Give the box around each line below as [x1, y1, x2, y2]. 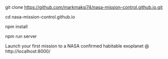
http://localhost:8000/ [5, 48, 51, 54]
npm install [5, 23, 28, 29]
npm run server [5, 33, 37, 39]
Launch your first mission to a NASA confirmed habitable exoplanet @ [5, 43, 149, 49]
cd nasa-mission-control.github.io [5, 14, 75, 19]
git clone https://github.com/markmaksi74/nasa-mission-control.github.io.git [5, 4, 163, 10]
